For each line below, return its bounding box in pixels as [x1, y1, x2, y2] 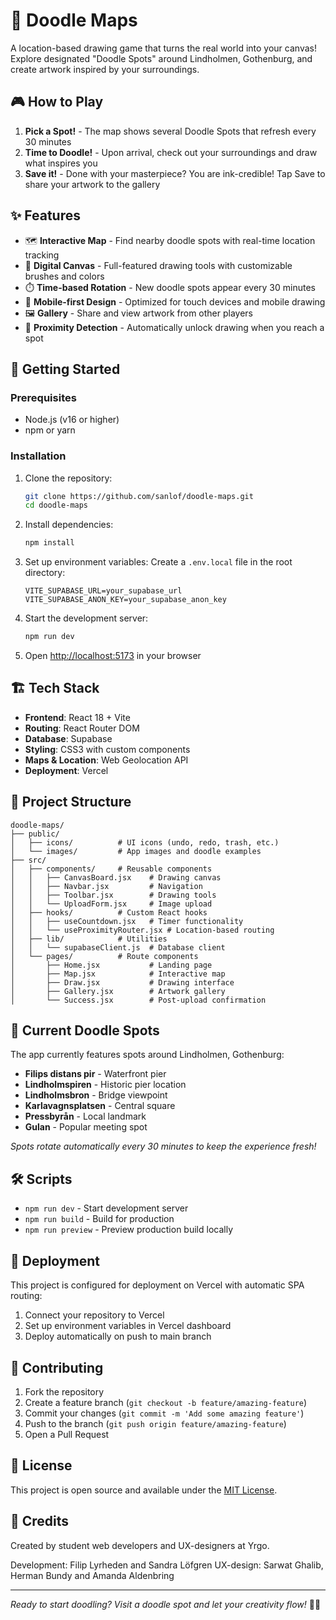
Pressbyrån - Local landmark [24, 1110, 147, 1123]
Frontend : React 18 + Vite [24, 711, 131, 723]
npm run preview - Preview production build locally [24, 1224, 234, 1236]
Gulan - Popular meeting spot [24, 1121, 148, 1133]
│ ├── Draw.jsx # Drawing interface [10, 977, 235, 988]
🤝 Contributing [10, 1359, 104, 1376]
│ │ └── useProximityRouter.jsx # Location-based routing [10, 925, 275, 935]
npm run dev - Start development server [24, 1202, 189, 1214]
